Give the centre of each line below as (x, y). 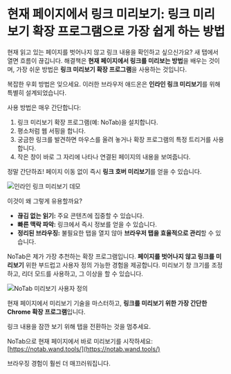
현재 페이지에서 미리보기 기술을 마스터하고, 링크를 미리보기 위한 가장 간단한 (107, 303)
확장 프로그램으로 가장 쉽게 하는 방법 (129, 32)
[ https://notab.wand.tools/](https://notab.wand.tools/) (84, 349)
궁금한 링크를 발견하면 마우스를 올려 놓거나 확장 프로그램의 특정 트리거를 (114, 139)
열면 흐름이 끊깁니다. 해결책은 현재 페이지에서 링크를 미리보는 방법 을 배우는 (107, 60)
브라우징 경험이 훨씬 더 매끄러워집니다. (59, 363)
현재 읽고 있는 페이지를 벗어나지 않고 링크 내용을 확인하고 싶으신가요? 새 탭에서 (113, 52)
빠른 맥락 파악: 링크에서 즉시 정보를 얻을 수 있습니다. (87, 224)
